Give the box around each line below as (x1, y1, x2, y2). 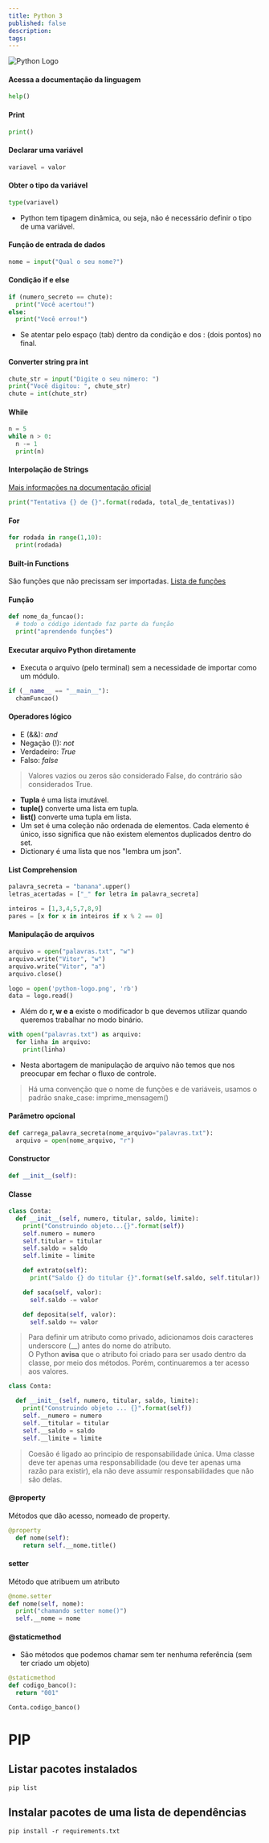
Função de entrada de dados (8, 240, 106, 249)
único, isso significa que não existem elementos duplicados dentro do (19, 830, 251, 839)
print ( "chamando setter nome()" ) (15, 1607, 128, 1615)
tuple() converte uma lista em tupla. (19, 804, 139, 814)
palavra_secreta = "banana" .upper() (8, 883, 131, 891)
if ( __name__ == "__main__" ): (8, 687, 110, 695)
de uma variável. (19, 221, 75, 231)
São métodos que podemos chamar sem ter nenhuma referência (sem (19, 1650, 253, 1660)
